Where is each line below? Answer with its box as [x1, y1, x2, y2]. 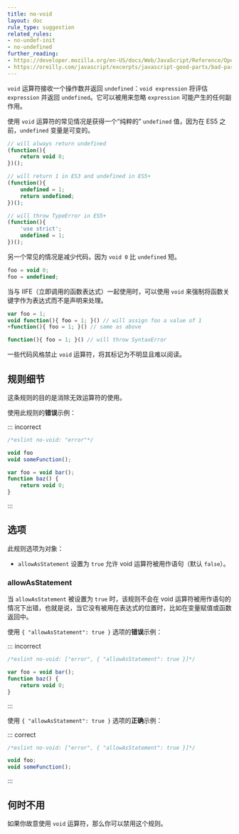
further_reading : [7, 51, 59, 58]
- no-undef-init [7, 37, 55, 44]
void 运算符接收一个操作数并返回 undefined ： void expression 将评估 [7, 83, 208, 93]
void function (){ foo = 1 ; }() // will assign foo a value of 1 [7, 316, 202, 324]
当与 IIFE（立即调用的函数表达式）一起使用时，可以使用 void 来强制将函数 [7, 287, 223, 296]
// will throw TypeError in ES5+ [7, 212, 107, 220]
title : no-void [7, 10, 53, 18]
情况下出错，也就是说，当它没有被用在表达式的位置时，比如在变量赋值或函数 [7, 604, 232, 612]
